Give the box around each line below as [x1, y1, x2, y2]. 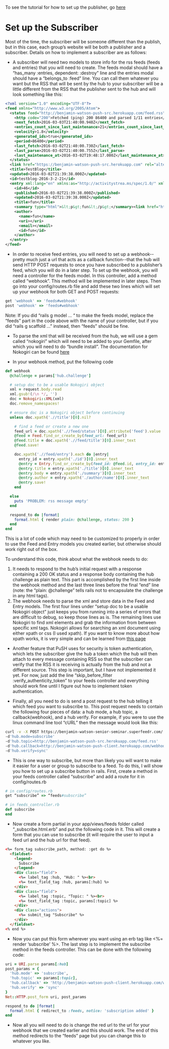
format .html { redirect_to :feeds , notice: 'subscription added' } [10, 1008, 154, 1013]
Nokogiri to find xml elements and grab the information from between [12, 620, 156, 626]
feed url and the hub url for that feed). [12, 837, 92, 843]
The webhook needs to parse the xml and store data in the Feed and [12, 598, 154, 604]
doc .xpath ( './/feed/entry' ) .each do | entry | [14, 452, 109, 457]
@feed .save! [14, 443, 39, 448]
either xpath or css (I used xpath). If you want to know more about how [12, 630, 160, 636]
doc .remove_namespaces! [10, 401, 59, 406]
